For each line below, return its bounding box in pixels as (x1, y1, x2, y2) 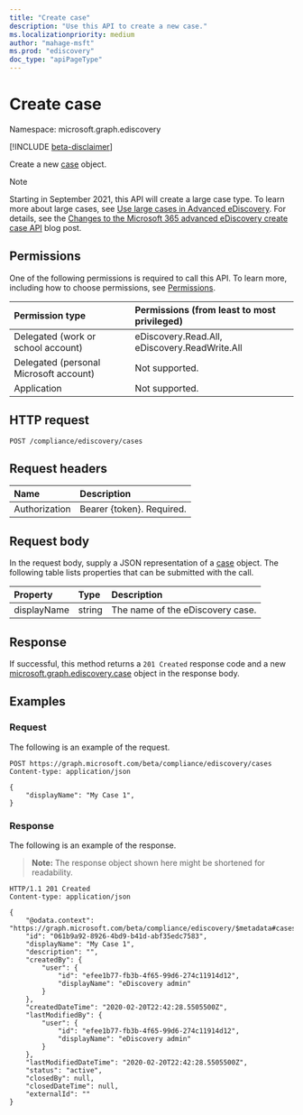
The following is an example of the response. (9, 840, 177, 851)
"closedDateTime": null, (25, 1082, 119, 1091)
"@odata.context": (25, 916, 95, 925)
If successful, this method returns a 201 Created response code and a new (9, 659, 287, 668)
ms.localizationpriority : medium (9, 30, 135, 39)
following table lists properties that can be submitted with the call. (9, 567, 254, 578)
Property (14, 588, 53, 601)
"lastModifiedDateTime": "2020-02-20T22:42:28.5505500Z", (25, 1057, 248, 1067)
